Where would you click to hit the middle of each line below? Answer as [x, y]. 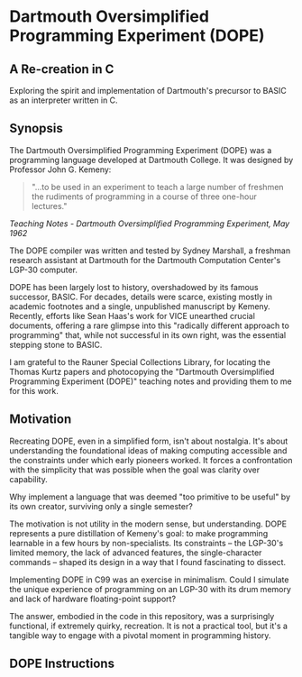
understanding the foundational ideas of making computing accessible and [148, 450]
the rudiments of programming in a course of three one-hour [144, 197]
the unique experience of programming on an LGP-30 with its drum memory [150, 589]
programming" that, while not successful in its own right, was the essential [148, 334]
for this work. [34, 390]
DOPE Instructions [62, 664]
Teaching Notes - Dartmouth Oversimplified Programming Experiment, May [150, 224]
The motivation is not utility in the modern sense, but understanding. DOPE [148, 524]
